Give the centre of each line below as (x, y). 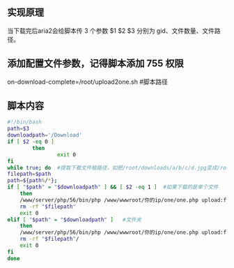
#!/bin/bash (24, 122)
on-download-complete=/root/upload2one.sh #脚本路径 (88, 82)
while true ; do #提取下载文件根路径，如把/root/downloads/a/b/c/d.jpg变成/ (114, 167)
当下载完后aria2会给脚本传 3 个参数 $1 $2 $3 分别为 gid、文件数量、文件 (111, 31)
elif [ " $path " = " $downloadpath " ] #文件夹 (74, 219)
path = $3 (18, 129)
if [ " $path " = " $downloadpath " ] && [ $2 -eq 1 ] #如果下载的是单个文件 (113, 187)
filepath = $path (29, 174)
